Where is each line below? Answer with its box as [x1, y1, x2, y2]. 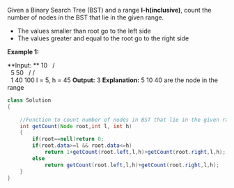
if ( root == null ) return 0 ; [32, 136, 104, 143]
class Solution [7, 97, 52, 104]
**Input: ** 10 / [7, 61, 55, 69]
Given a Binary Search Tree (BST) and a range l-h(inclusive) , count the [7, 6, 212, 14]
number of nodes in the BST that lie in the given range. [7, 13, 164, 22]
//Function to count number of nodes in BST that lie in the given [19, 116, 219, 123]
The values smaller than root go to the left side [17, 27, 151, 35]
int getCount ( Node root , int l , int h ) [19, 123, 132, 130]
